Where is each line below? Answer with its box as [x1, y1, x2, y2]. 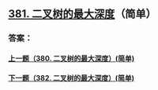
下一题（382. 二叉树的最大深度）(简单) [8, 73, 135, 82]
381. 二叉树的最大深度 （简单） [8, 7, 156, 21]
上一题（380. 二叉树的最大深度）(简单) [8, 53, 135, 63]
